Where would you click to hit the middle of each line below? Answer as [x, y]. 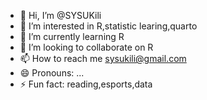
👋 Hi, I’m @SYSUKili [60, 15]
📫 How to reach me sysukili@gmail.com [103, 58]
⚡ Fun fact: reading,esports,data [86, 84]
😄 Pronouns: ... [52, 73]
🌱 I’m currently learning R [72, 36]
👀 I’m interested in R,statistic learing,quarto [108, 26]
